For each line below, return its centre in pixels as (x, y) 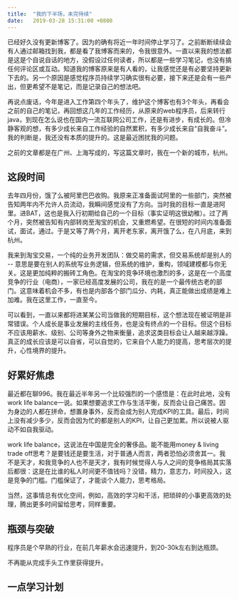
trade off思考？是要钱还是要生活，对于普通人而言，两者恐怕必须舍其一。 (113, 454)
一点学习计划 (36, 587)
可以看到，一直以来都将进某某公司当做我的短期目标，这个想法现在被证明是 (116, 315)
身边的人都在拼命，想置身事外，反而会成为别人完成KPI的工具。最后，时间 (121, 411)
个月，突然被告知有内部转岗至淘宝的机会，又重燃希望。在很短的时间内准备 (116, 222)
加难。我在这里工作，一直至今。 (54, 299)
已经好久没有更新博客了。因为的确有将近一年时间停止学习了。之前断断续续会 (119, 42)
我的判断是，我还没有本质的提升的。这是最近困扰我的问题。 (95, 137)
